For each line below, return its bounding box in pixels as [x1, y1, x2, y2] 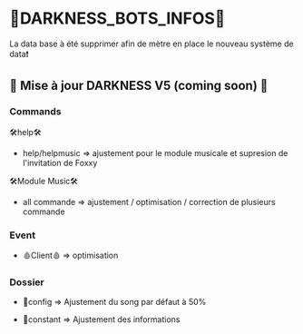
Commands [9, 105, 62, 118]
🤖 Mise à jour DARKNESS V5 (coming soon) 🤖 [9, 78, 269, 93]
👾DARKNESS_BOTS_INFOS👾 [9, 8, 226, 29]
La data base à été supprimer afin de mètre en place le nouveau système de [9, 38, 294, 49]
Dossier [9, 276, 45, 289]
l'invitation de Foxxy [22, 157, 98, 168]
